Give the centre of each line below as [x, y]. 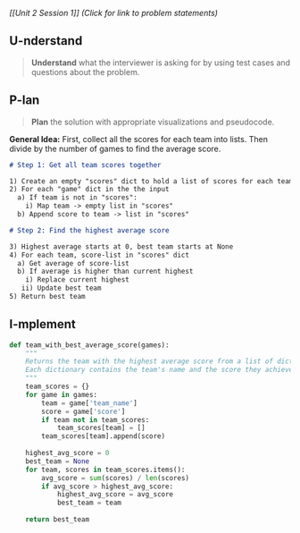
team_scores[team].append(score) [104, 436]
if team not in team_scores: [96, 419]
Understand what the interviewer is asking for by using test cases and [161, 63]
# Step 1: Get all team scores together [86, 165]
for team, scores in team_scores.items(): [105, 470]
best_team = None [58, 461]
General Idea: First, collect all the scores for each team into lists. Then [138, 139]
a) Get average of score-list [73, 263]
